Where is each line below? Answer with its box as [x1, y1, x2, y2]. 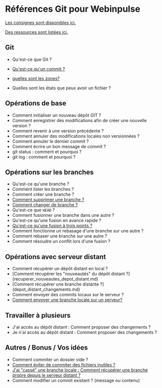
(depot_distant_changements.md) [12, 286, 81, 292]
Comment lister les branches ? [12, 186, 74, 192]
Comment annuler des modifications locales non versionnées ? [12, 133, 140, 139]
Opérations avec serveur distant [5, 253, 107, 261]
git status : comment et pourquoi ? [12, 149, 82, 155]
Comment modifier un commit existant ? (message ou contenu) [12, 377, 140, 383]
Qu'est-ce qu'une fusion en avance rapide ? [12, 217, 102, 224]
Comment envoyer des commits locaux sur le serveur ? [12, 292, 124, 298]
